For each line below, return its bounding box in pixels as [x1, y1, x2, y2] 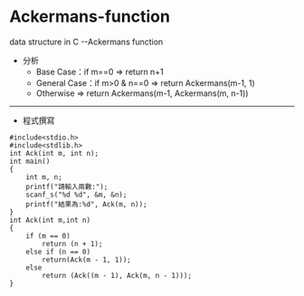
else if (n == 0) [25, 247, 91, 256]
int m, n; [25, 172, 63, 182]
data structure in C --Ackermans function [9, 36, 164, 47]
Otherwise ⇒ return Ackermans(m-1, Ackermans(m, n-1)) [35, 88, 249, 99]
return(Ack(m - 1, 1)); [42, 255, 131, 264]
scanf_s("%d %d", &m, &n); [25, 190, 128, 199]
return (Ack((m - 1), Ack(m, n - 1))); [42, 271, 193, 280]
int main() [9, 157, 51, 166]
